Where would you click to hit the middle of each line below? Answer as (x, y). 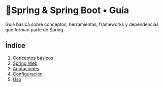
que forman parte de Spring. (35, 29)
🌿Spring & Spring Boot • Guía (67, 10)
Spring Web (25, 63)
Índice (15, 46)
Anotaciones (26, 68)
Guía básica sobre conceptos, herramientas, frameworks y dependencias (82, 24)
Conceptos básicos (33, 58)
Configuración (28, 74)
